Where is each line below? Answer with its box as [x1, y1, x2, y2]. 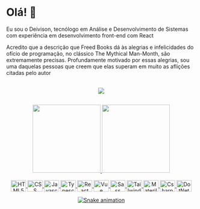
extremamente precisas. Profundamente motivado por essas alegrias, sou [6, 56, 190, 63]
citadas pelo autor [6, 69, 51, 76]
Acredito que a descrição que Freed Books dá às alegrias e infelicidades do [6, 43, 194, 51]
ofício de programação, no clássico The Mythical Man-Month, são [6, 50, 170, 57]
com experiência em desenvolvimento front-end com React [6, 31, 154, 39]
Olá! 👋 [6, 5, 37, 19]
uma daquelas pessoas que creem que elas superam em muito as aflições [6, 63, 190, 70]
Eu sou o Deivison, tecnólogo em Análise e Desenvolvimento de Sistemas [6, 25, 189, 33]
